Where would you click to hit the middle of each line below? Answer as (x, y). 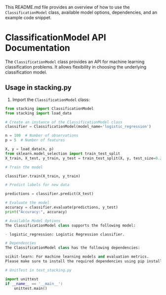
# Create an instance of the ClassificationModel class (64, 122)
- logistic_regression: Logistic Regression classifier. (65, 234)
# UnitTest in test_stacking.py (38, 270)
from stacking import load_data (38, 113)
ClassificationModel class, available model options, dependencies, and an (81, 12)
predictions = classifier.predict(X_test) (49, 194)
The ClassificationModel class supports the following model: (70, 225)
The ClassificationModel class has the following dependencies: (73, 248)
